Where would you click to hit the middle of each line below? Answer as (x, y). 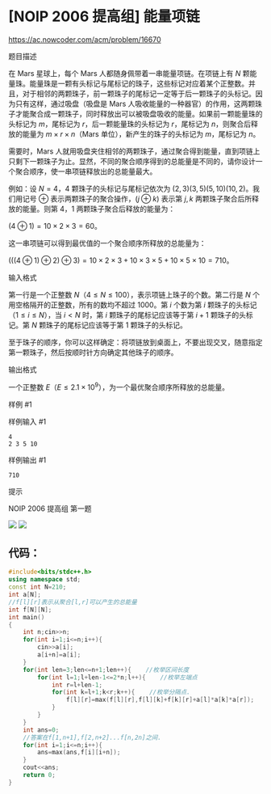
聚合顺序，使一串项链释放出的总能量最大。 (86, 171)
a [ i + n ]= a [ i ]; (59, 655)
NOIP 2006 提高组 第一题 (50, 508)
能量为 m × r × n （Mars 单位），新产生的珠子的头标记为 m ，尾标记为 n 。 (141, 133)
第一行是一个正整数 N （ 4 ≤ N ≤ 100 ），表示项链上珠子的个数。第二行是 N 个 (134, 294)
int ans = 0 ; (41, 730)
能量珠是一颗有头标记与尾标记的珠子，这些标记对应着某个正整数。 (139, 83)
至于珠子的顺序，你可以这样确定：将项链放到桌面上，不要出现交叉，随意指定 (135, 342)
